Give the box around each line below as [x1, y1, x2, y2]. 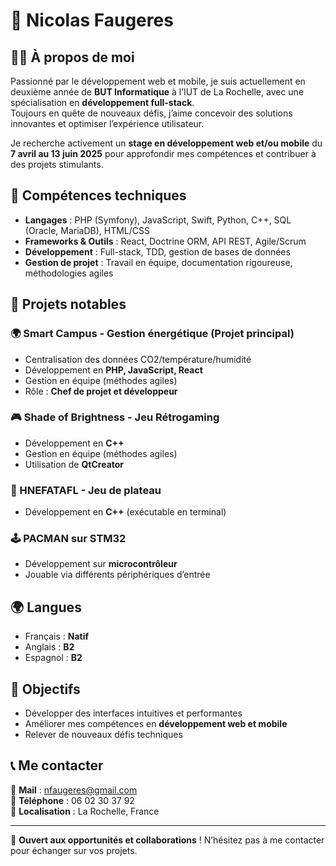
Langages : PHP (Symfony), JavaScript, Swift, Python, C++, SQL [24, 214, 292, 226]
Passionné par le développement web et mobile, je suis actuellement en [10, 75, 306, 87]
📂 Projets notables [10, 296, 127, 313]
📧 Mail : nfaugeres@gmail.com [10, 784, 138, 796]
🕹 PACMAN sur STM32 [10, 532, 127, 546]
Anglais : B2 [24, 641, 75, 653]
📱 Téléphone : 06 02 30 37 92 [10, 794, 135, 806]
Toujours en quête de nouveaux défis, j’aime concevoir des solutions [10, 107, 293, 119]
